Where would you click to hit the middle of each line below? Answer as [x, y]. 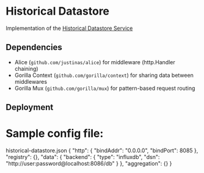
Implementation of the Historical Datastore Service [69, 28]
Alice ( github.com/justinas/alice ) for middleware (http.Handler [95, 62]
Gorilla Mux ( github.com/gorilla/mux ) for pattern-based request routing [105, 88]
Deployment [30, 107]
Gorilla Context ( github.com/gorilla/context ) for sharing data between [104, 75]
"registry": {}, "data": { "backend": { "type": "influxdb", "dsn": [83, 157]
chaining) [26, 68]
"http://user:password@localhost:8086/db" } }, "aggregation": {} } [89, 164]
